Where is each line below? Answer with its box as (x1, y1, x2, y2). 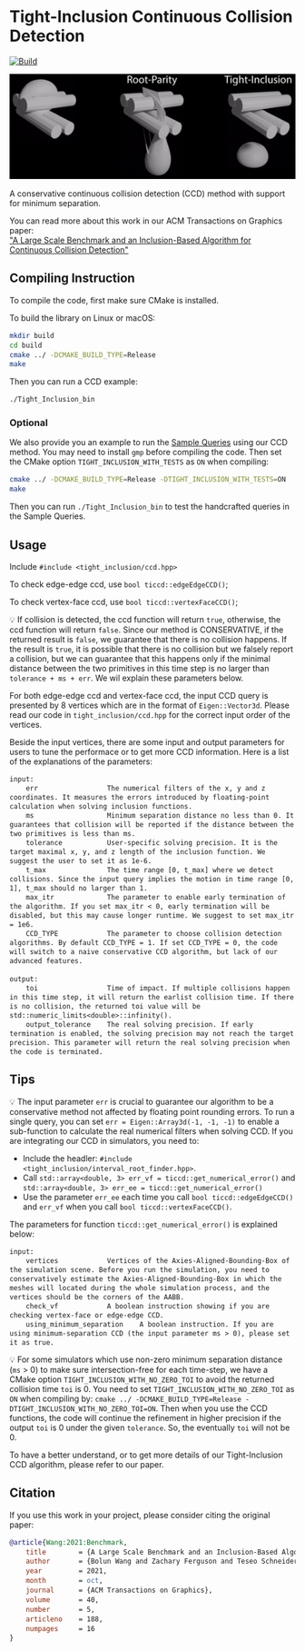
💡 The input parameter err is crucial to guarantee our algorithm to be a (9, 1096, 274, 1107)
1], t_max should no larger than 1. (9, 884, 148, 893)
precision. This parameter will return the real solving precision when (9, 1039, 290, 1048)
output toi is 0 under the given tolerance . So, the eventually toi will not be (9, 1422, 290, 1433)
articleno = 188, (25, 1615, 103, 1624)
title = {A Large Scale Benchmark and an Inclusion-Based (25, 1547, 279, 1557)
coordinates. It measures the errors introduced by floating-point (9, 793, 271, 802)
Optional (9, 416, 48, 429)
